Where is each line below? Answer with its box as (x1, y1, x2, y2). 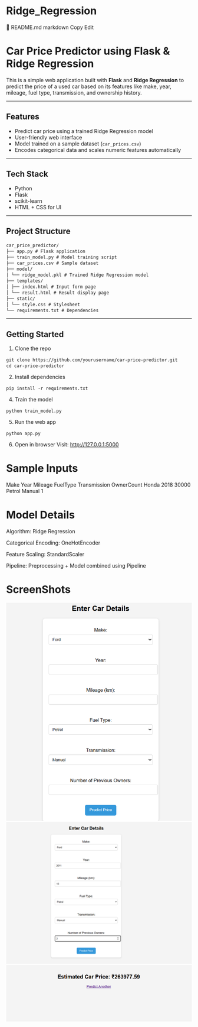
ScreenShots (6, 583, 71, 597)
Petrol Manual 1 (6, 488, 44, 495)
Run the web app (14, 419, 57, 426)
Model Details (6, 508, 75, 521)
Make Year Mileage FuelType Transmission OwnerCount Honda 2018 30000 (6, 481, 191, 488)
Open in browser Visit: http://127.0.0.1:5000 (14, 441, 119, 448)
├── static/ (6, 296, 35, 302)
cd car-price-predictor (6, 363, 65, 369)
